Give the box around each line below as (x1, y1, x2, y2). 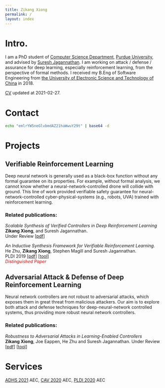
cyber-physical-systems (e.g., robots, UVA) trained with (45, 194, 159, 200)
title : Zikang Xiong (5, 7, 48, 12)
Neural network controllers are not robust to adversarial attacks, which (5, 294, 149, 300)
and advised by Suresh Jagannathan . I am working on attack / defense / (5, 59, 152, 65)
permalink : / (5, 12, 32, 17)
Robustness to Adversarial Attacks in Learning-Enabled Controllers (5, 333, 142, 339)
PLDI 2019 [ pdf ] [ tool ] (5, 253, 49, 259)
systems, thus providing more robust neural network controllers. (5, 309, 136, 315)
